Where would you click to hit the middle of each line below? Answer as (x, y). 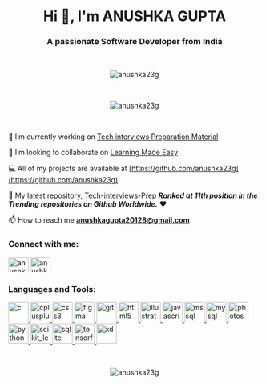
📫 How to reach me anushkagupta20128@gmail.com (99, 220)
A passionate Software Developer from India (135, 42)
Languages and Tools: (52, 289)
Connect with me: (44, 244)
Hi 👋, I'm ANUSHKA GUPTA (135, 16)
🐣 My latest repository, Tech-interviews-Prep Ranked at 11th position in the (133, 195)
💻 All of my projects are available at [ (70, 169)
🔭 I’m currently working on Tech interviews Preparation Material (113, 137)
